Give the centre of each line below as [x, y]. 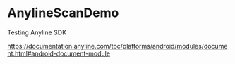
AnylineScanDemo [63, 13]
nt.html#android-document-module [59, 53]
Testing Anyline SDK [37, 32]
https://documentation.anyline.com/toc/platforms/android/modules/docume [117, 46]
